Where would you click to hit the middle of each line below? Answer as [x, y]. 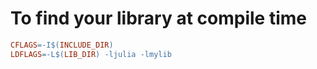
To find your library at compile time [158, 18]
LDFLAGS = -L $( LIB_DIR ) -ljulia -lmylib [91, 54]
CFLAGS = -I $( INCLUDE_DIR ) [62, 45]
